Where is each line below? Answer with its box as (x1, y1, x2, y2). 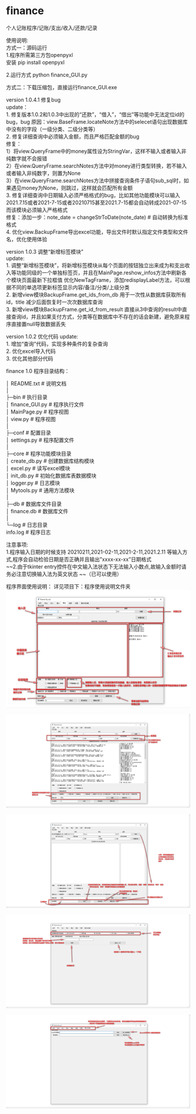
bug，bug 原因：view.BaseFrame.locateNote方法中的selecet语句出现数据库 (6, 118, 188, 125)
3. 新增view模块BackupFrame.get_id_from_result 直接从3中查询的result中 (6, 305, 183, 312)
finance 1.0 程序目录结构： (6, 367, 70, 374)
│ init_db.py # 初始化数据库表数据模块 (6, 472, 97, 479)
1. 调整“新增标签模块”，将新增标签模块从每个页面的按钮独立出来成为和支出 (6, 261, 185, 268)
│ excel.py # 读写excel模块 (6, 465, 71, 472)
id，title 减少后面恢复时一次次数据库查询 (6, 298, 104, 305)
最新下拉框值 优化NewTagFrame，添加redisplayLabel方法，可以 (31, 276, 185, 283)
